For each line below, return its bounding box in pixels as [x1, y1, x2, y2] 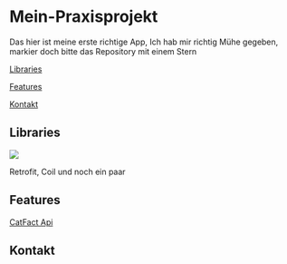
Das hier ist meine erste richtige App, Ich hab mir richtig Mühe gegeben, [9, 36, 279, 47]
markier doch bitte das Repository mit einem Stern [9, 45, 197, 56]
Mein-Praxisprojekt [9, 6, 158, 27]
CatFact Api [9, 216, 53, 228]
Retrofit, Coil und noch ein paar [9, 166, 126, 177]
